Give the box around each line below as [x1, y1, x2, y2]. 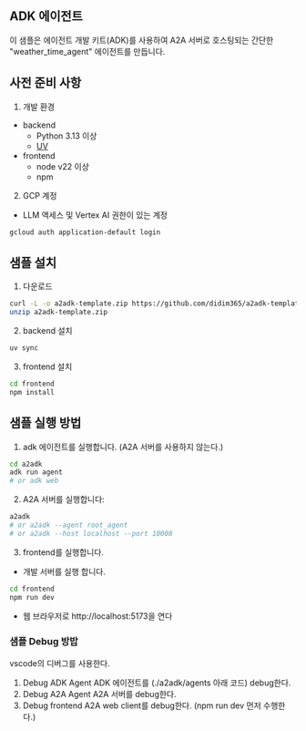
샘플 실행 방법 [9, 416, 82, 431]
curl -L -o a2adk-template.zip [9, 299, 128, 308]
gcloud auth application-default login [9, 227, 161, 237]
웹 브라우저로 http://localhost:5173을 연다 [22, 610, 173, 622]
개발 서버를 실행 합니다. [22, 566, 107, 577]
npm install [9, 387, 55, 396]
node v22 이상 [36, 160, 89, 171]
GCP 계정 [22, 190, 57, 201]
